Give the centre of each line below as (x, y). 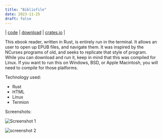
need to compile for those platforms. (42, 68)
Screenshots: (18, 112)
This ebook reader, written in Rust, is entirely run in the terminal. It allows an (81, 42)
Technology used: (23, 77)
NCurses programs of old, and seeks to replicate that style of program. (76, 52)
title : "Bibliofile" (26, 10)
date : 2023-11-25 (23, 14)
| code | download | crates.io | (35, 33)
